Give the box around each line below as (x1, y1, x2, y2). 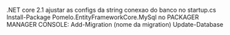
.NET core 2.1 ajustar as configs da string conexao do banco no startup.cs (6, 6, 216, 14)
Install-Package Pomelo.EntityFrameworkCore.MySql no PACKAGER (6, 13, 199, 21)
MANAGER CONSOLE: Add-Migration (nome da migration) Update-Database (6, 21, 224, 28)
